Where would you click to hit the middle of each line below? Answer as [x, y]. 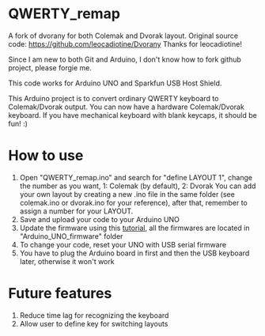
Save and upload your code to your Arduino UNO [99, 219]
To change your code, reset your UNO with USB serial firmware [123, 244]
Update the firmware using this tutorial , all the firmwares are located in [134, 228]
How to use [46, 156]
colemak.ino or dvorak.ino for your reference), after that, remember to [133, 202]
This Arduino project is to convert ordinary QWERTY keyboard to [114, 98]
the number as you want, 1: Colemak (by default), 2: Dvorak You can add [138, 186]
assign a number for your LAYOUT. [76, 211]
